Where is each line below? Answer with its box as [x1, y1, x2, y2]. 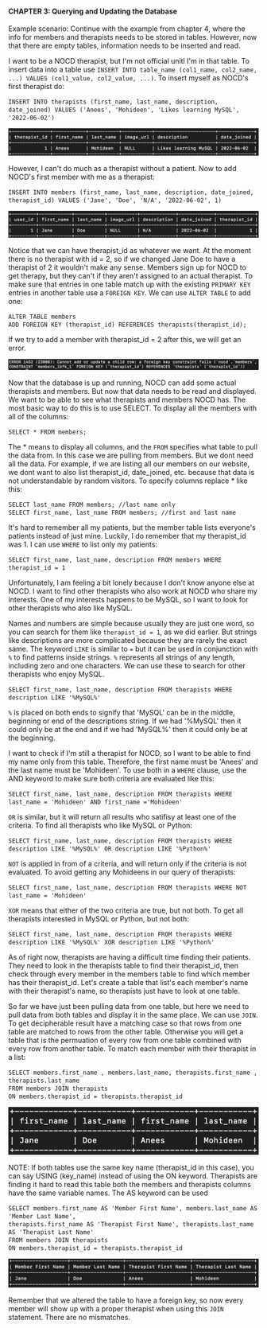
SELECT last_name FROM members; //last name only [8, 501, 176, 509]
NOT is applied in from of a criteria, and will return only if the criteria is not [8, 859, 247, 869]
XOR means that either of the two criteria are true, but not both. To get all [8, 905, 244, 915]
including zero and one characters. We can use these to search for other [8, 661, 246, 671]
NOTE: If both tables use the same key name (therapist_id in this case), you [8, 1162, 254, 1173]
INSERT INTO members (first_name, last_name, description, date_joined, [8, 188, 254, 197]
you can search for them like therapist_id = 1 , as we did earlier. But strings [8, 627, 257, 637]
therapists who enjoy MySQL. [8, 669, 105, 680]
